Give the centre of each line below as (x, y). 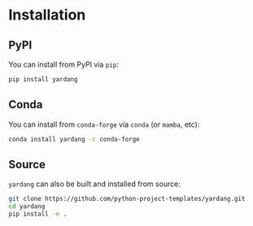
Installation (47, 15)
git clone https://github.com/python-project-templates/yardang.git (127, 199)
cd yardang (27, 206)
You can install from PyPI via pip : (64, 64)
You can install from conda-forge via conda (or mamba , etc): (104, 124)
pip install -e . (38, 214)
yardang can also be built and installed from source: (95, 184)
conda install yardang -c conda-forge (74, 139)
